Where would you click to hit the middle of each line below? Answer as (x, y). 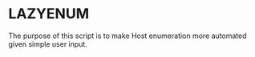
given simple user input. (48, 44)
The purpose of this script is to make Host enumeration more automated (127, 36)
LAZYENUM (49, 14)
